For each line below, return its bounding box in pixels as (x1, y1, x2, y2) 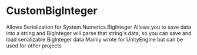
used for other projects (6, 42, 62, 49)
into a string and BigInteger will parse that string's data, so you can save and (6, 29, 192, 36)
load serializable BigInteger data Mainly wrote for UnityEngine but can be (6, 36, 183, 43)
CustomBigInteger (6, 4, 98, 18)
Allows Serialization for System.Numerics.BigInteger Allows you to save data (6, 23, 191, 30)
